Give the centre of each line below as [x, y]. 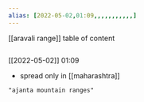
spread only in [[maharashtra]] [70, 75]
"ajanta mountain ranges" [51, 90]
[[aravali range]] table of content [62, 38]
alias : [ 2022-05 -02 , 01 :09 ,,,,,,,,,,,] [72, 15]
